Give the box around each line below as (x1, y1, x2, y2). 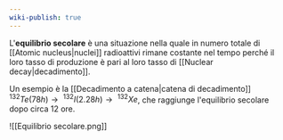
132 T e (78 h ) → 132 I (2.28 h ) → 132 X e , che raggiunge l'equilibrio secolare (9, 93, 270, 105)
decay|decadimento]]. (9, 66, 91, 77)
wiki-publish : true (9, 12, 82, 22)
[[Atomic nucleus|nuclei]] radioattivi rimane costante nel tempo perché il (9, 46, 275, 58)
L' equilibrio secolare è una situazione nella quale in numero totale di (9, 37, 261, 48)
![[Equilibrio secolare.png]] (9, 121, 108, 132)
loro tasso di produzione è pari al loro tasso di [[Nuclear (9, 56, 214, 67)
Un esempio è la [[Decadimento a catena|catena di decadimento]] (9, 83, 252, 94)
